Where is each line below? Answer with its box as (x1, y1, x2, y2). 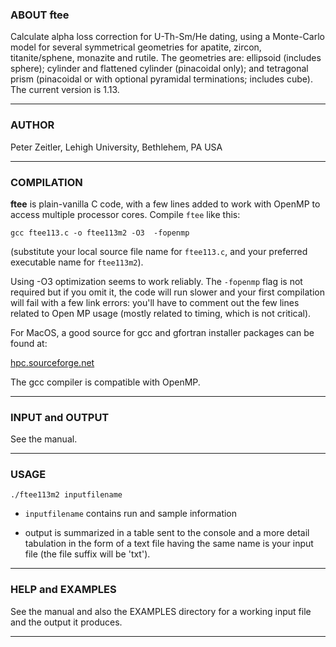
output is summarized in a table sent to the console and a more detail (24, 527, 310, 539)
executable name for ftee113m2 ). (10, 256, 144, 268)
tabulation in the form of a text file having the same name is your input (24, 538, 314, 550)
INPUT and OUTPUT (10, 410, 110, 424)
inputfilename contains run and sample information (24, 508, 238, 520)
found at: (10, 337, 48, 349)
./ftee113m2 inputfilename (10, 490, 123, 500)
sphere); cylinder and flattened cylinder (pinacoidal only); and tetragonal (10, 63, 309, 75)
